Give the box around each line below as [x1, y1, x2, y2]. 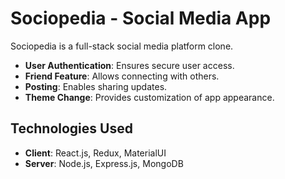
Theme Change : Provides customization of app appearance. [24, 91, 275, 103]
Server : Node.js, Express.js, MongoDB [24, 157, 184, 169]
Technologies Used [10, 120, 133, 137]
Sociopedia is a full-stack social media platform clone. [10, 40, 234, 52]
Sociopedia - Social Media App [10, 7, 272, 30]
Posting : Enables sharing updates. [24, 80, 168, 92]
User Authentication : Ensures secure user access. [24, 59, 235, 71]
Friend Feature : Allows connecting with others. [24, 70, 220, 82]
